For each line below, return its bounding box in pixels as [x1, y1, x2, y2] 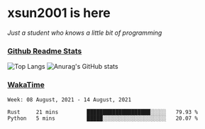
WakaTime [7, 80, 45, 90]
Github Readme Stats [7, 46, 82, 56]
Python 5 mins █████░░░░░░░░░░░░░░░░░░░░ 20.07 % [7, 115, 199, 122]
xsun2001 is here [7, 5, 111, 21]
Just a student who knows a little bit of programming [7, 28, 162, 37]
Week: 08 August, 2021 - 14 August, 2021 [7, 96, 132, 103]
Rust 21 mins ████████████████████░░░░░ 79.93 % [7, 108, 199, 116]
